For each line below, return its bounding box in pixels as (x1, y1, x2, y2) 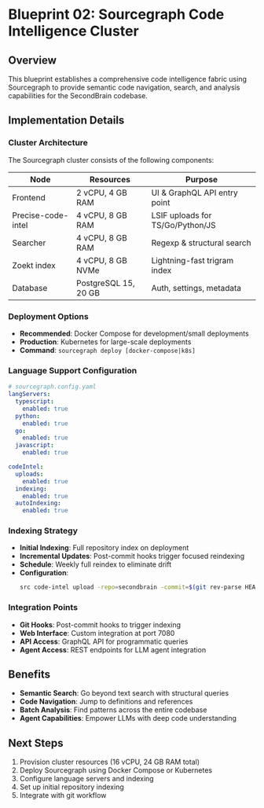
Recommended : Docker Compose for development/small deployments (19, 329, 249, 338)
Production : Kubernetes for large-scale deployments (19, 336, 192, 347)
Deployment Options (8, 310, 89, 321)
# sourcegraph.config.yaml (8, 383, 97, 391)
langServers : (8, 391, 51, 398)
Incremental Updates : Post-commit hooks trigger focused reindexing (19, 552, 245, 561)
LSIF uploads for (151, 210, 212, 221)
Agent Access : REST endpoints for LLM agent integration (19, 645, 207, 654)
